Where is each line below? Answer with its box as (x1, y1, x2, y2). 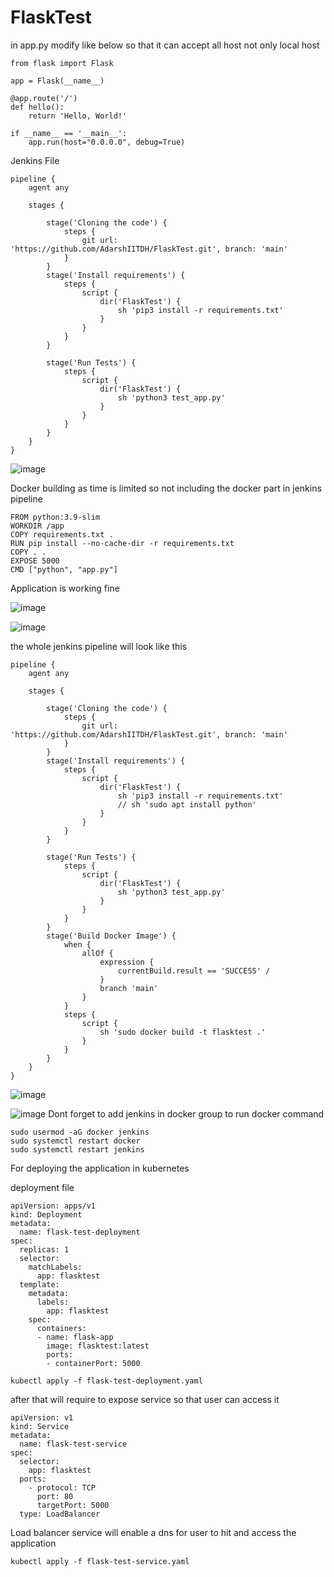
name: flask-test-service (19, 1439, 128, 1449)
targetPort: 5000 (36, 1500, 110, 1510)
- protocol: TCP (28, 1482, 97, 1493)
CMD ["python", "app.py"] (10, 564, 118, 575)
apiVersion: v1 (10, 1412, 74, 1423)
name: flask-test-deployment (19, 1227, 141, 1237)
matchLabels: (28, 1262, 83, 1272)
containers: (36, 1323, 87, 1333)
